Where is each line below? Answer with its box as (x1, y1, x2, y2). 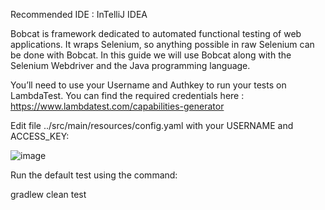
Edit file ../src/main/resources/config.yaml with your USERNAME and (10, 120, 294, 131)
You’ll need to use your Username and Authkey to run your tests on (10, 79, 287, 91)
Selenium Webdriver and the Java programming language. (10, 60, 251, 71)
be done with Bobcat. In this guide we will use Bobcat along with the (10, 49, 292, 61)
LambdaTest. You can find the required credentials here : (10, 90, 245, 101)
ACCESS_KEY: (10, 130, 70, 142)
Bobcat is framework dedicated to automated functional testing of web (10, 28, 302, 39)
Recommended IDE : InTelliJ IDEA (10, 9, 148, 20)
